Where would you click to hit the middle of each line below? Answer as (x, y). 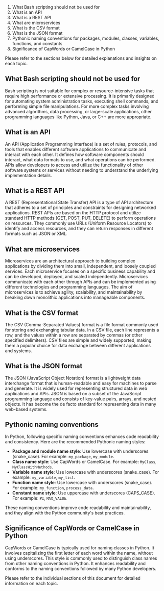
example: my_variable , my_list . (44, 477)
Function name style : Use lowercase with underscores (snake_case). (82, 482)
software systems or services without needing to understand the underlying (82, 170)
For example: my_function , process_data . (53, 488)
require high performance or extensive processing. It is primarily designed (80, 96)
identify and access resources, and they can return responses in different (79, 229)
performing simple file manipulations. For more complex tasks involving (77, 106)
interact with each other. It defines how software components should (75, 154)
